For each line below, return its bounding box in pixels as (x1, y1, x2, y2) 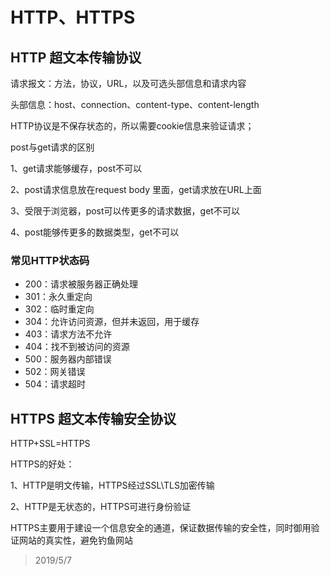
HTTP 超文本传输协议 (10, 49, 142, 66)
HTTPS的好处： (10, 458, 75, 470)
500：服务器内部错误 (24, 353, 112, 365)
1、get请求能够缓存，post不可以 (10, 163, 142, 174)
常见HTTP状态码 (10, 253, 90, 267)
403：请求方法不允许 (24, 328, 113, 340)
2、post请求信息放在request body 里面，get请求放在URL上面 (10, 184, 262, 195)
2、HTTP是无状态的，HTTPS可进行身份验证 (10, 501, 192, 513)
